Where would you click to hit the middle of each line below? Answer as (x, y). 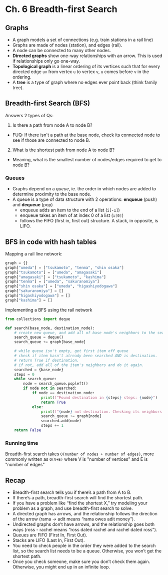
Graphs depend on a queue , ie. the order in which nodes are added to (84, 189)
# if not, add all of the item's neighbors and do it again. (79, 365)
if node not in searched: (50, 388)
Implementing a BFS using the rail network (49, 310)
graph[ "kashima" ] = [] (29, 300)
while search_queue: (35, 379)
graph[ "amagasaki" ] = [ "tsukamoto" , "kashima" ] (56, 277)
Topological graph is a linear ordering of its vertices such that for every (86, 66)
